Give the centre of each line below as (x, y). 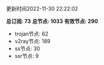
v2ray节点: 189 (33, 41)
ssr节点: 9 (27, 56)
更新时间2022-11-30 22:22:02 (42, 9)
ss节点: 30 (27, 48)
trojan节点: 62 (31, 34)
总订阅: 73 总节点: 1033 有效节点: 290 (52, 21)
